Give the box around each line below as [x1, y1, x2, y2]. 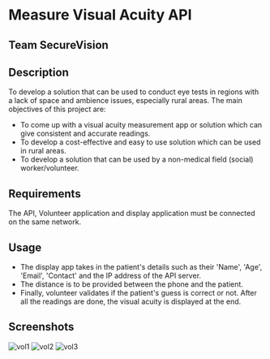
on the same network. [8, 217, 82, 227]
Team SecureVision [8, 38, 109, 52]
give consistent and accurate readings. [19, 128, 151, 139]
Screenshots [8, 320, 75, 334]
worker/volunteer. [19, 163, 79, 173]
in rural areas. [19, 146, 66, 156]
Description [8, 65, 69, 79]
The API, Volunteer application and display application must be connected [8, 209, 255, 218]
